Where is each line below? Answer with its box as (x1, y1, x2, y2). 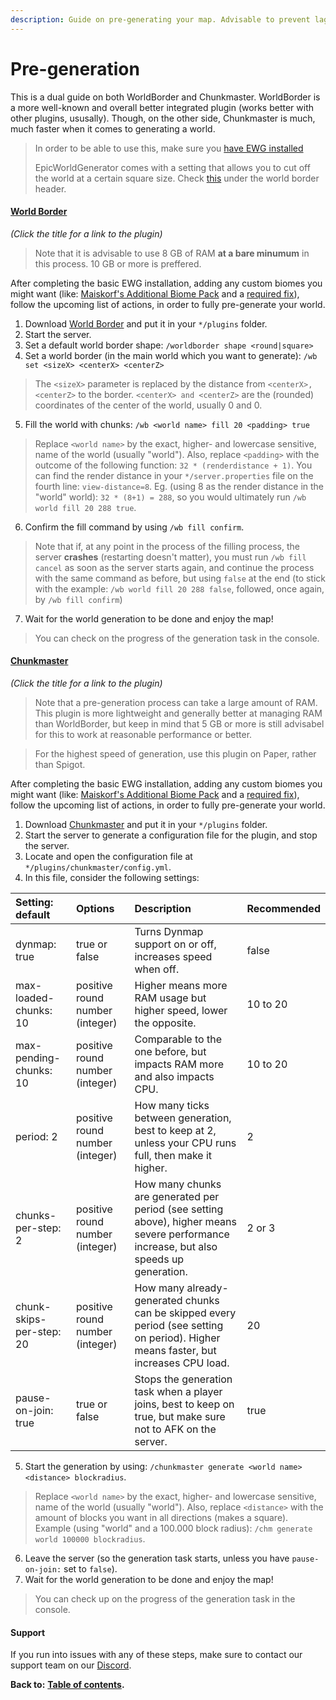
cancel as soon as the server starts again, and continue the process (34, 561, 315, 573)
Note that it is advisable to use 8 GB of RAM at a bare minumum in (34, 247, 310, 259)
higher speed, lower (134, 1003, 228, 1017)
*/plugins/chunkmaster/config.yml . (24, 861, 172, 873)
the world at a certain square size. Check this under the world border (34, 172, 320, 184)
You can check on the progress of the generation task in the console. (34, 632, 320, 644)
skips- (15, 1312, 47, 1326)
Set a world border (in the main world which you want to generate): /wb (24, 349, 318, 361)
